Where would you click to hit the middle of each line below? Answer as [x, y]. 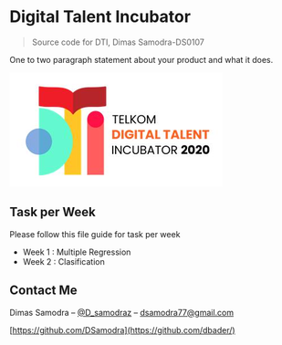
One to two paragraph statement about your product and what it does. [141, 59]
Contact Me [43, 291]
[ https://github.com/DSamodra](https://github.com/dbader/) [122, 329]
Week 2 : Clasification [63, 261]
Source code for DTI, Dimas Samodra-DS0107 [118, 42]
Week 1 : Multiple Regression [77, 252]
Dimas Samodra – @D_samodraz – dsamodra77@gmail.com [122, 312]
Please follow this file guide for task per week [95, 234]
